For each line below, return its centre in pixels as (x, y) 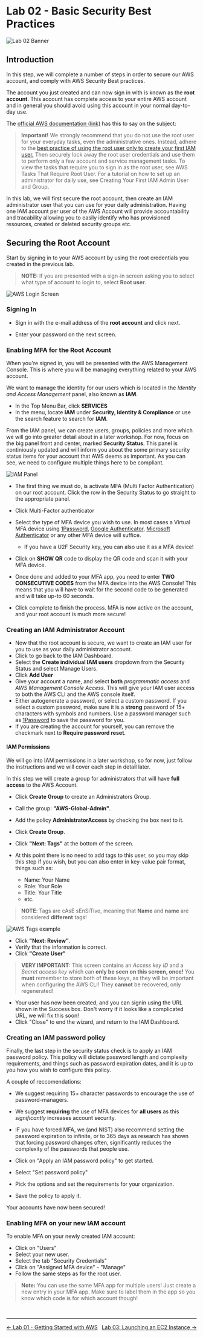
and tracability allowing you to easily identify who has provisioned (88, 217)
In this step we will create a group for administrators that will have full (93, 778)
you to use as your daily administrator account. (73, 649)
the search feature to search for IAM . (61, 419)
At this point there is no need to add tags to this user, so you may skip (102, 855)
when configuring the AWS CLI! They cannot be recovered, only (101, 984)
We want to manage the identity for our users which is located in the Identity (101, 388)
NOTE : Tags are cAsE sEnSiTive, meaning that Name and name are (105, 911)
